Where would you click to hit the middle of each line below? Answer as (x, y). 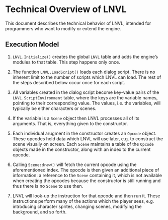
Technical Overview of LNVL (66, 9)
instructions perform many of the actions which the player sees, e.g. (83, 201)
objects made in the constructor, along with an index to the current (81, 149)
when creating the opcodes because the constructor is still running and (87, 181)
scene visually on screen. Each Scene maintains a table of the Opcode (83, 144)
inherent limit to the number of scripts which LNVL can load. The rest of (87, 77)
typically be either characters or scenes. (54, 108)
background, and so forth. (39, 212)
